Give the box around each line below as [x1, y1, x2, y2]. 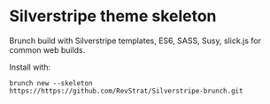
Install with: [9, 62, 51, 72]
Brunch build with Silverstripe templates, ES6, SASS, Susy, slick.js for [9, 35, 262, 46]
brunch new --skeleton [9, 78, 93, 87]
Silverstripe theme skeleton [9, 6, 217, 26]
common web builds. [9, 44, 86, 55]
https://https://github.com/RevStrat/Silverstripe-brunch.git [9, 86, 243, 95]
